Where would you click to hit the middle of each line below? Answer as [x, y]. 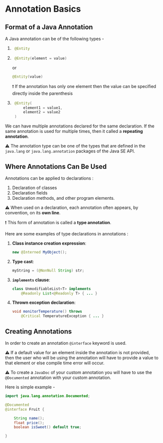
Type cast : [23, 261]
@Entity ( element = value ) [41, 58]
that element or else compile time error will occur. [55, 363]
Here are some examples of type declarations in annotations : [67, 233]
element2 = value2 [42, 112]
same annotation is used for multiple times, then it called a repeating [74, 131]
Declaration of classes [35, 188]
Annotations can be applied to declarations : [49, 178]
